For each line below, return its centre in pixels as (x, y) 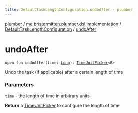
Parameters (19, 85)
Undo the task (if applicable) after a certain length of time (64, 72)
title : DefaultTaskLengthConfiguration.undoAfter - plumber (69, 10)
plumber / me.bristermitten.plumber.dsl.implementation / (63, 24)
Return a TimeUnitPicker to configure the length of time (62, 105)
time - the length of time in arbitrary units (47, 96)
